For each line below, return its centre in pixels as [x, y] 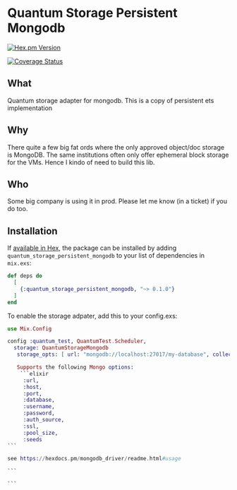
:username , [39, 407]
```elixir [35, 374]
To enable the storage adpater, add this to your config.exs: [92, 316]
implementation [30, 108]
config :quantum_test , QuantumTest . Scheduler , [77, 341]
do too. [18, 209]
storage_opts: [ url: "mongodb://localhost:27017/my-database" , [113, 354]
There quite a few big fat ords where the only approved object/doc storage [116, 147]
